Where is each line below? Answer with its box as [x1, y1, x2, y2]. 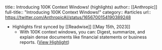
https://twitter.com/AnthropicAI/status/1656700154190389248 [5, 15, 131, 20]
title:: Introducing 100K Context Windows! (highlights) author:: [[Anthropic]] [5, 4, 158, 10]
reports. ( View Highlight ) [19, 39, 70, 45]
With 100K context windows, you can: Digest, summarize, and [19, 29, 145, 34]
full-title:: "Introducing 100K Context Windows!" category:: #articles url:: [5, 9, 151, 15]
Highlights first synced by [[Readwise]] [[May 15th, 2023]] [12, 24, 130, 30]
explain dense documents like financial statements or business [19, 34, 147, 40]
